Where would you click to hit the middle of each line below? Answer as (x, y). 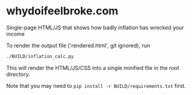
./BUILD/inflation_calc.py (40, 56)
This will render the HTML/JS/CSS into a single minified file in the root (93, 68)
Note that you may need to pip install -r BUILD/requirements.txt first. (96, 85)
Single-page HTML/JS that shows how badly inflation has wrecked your (95, 27)
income (16, 33)
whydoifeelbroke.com (62, 11)
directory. (18, 74)
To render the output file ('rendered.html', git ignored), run (78, 45)
